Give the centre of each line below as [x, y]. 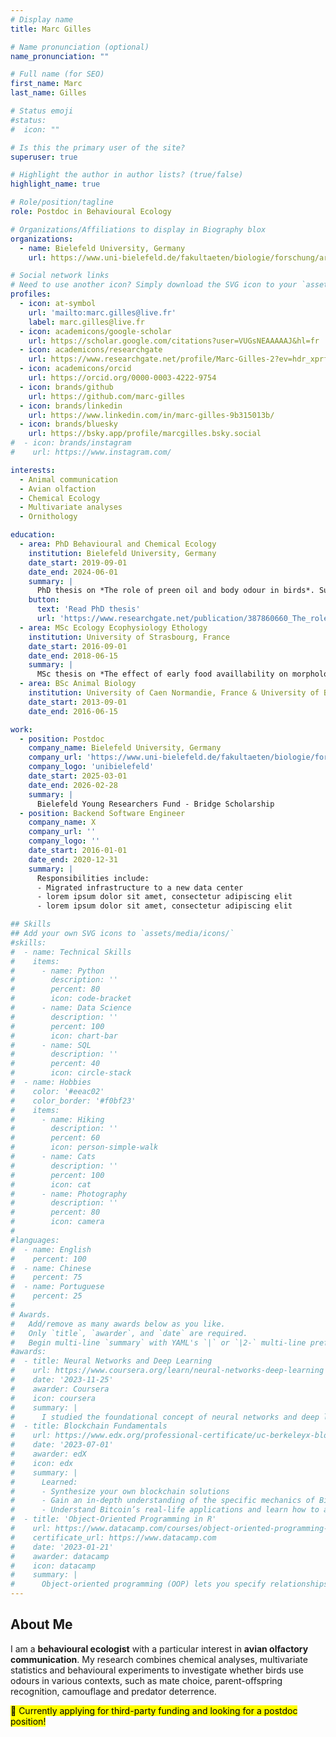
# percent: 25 [46, 1296]
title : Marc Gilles [51, 29]
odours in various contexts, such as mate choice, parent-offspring [146, 1680]
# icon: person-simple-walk [84, 1147]
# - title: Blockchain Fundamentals [89, 1426]
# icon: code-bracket [71, 999]
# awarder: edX [48, 1454]
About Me [41, 1624]
